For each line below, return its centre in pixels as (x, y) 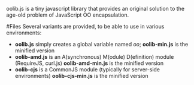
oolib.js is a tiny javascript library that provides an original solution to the (95, 9)
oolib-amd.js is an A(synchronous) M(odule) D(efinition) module (94, 57)
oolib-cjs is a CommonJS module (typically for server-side (87, 70)
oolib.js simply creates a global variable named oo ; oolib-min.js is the (101, 44)
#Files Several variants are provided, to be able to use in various (85, 26)
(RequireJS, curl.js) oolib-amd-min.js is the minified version (89, 63)
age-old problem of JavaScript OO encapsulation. (68, 15)
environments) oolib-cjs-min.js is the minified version (81, 76)
